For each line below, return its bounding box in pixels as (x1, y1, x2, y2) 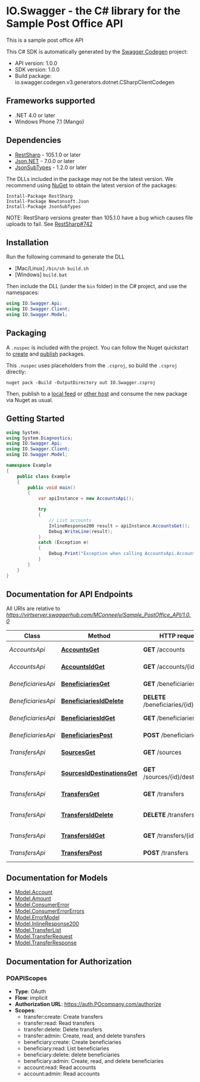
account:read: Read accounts (23, 1064, 96, 1071)
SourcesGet (61, 749, 96, 757)
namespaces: (6, 289, 40, 296)
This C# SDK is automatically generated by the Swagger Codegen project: (6, 48, 188, 55)
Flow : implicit (14, 994, 48, 1001)
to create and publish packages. (6, 350, 85, 357)
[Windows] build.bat (14, 271, 67, 278)
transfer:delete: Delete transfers (23, 1025, 102, 1033)
